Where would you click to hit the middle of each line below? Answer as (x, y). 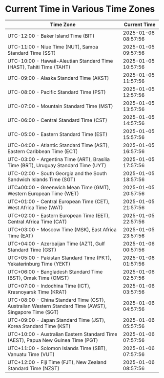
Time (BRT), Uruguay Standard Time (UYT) (57, 165)
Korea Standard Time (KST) (39, 326)
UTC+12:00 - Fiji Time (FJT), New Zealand (57, 362)
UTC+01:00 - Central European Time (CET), (59, 201)
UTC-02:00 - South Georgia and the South (57, 173)
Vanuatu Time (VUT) (31, 354)
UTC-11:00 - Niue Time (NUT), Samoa (53, 46)
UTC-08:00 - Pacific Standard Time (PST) (57, 92)
